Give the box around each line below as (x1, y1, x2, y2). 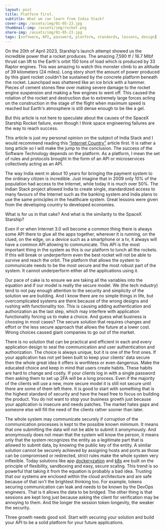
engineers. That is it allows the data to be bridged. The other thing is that (5, 489, 153, 495)
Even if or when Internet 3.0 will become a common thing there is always (5, 226, 152, 232)
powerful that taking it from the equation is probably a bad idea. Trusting (5, 468, 152, 474)
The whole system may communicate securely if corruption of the (5, 416, 138, 422)
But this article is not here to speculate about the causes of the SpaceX (5, 115, 149, 121)
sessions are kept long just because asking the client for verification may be (5, 494, 159, 500)
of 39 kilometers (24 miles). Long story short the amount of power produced (5, 69, 160, 75)
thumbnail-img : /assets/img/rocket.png (5, 26, 87, 30)
